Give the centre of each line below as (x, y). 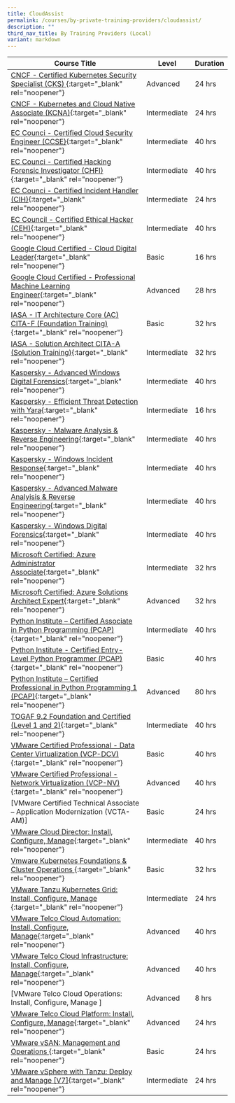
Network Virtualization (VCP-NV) (65, 783)
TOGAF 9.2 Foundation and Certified (71, 717)
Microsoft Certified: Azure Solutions (70, 592)
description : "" (31, 27)
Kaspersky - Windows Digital (59, 526)
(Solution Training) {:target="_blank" (70, 353)
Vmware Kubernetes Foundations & (69, 861)
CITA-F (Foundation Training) (59, 324)
